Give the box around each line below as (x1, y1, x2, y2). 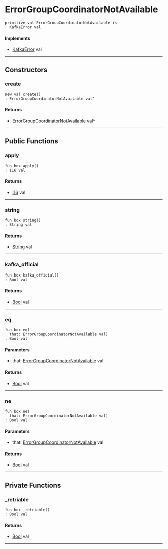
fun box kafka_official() (5, 272, 59, 278)
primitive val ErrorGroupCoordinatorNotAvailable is (5, 20, 117, 25)
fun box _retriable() (5, 507, 50, 513)
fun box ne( (5, 409, 30, 414)
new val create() (5, 92, 41, 97)
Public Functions (5, 137, 58, 146)
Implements (5, 35, 31, 41)
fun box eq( (5, 327, 30, 333)
